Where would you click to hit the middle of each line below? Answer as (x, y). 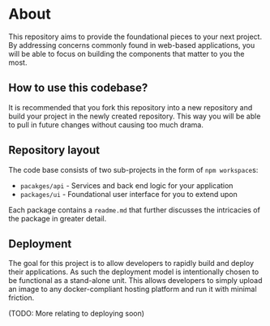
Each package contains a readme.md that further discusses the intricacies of (135, 210)
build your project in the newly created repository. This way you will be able (135, 116)
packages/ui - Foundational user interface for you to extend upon (129, 194)
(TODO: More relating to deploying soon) (76, 314)
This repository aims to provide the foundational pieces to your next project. (135, 36)
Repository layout (54, 150)
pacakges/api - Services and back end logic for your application (126, 185)
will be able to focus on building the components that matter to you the (126, 54)
